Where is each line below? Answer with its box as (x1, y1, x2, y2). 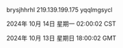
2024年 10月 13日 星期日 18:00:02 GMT (6, 34, 117, 42)
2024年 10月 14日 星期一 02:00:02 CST (6, 20, 117, 28)
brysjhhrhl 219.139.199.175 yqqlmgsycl (6, 6, 113, 14)
